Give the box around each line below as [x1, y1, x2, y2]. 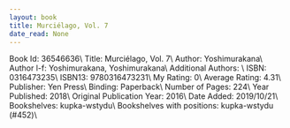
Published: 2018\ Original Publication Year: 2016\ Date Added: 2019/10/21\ [9, 91, 279, 102]
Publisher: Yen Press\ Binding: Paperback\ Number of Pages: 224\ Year [9, 81, 270, 93]
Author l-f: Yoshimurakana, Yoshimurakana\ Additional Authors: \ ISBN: [9, 63, 267, 73]
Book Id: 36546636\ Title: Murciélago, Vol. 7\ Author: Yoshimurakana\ [9, 54, 263, 64]
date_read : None [9, 29, 69, 38]
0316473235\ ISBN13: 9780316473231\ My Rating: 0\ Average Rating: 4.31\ [9, 72, 281, 83]
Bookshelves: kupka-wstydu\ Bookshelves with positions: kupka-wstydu [9, 101, 274, 111]
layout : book [9, 12, 57, 22]
